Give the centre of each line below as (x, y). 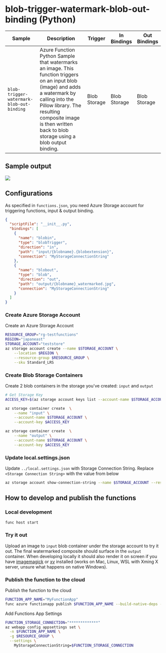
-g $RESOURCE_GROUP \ (32, 636)
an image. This (57, 68)
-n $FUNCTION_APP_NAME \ (35, 632)
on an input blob (58, 81)
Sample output (28, 166)
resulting (50, 111)
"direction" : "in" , (38, 247)
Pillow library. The (60, 105)
